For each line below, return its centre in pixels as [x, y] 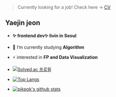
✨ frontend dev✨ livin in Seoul [44, 35]
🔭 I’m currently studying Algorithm [48, 47]
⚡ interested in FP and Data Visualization [55, 57]
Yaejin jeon [23, 23]
